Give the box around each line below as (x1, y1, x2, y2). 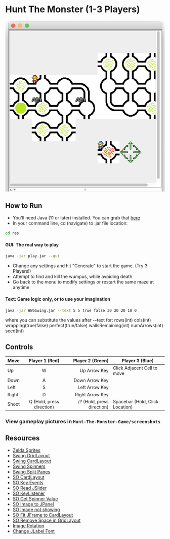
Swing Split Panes (12, 469, 51, 475)
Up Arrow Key (79, 367, 109, 374)
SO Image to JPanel (12, 501, 54, 508)
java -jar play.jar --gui (5, 253, 60, 259)
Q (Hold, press (29, 398, 59, 404)
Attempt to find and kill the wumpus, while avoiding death (12, 273, 133, 280)
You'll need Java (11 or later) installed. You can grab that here (12, 215, 140, 221)
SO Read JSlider (12, 485, 47, 491)
